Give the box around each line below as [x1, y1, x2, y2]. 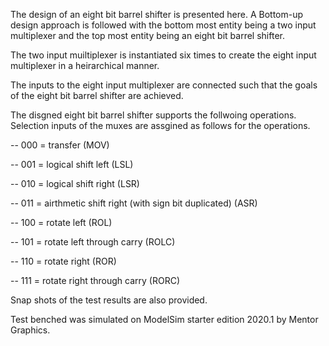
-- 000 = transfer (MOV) [10, 139, 110, 151]
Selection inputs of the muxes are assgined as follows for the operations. [10, 120, 311, 131]
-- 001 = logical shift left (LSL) [10, 159, 134, 170]
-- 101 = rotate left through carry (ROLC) [10, 236, 176, 248]
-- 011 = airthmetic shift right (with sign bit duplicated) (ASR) [10, 197, 258, 209]
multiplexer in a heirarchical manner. [10, 60, 160, 71]
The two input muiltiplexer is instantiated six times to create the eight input [10, 49, 317, 61]
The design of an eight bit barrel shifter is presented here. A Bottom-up [10, 9, 304, 20]
